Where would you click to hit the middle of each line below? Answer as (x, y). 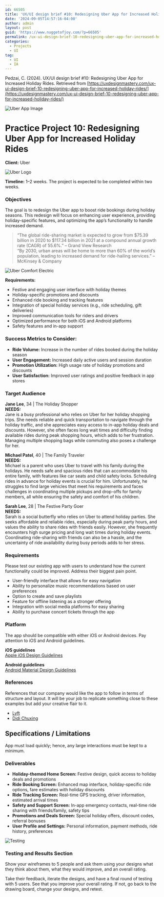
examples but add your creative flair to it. (46, 704)
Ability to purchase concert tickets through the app (63, 612)
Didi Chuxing (25, 718)
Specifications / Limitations (48, 734)
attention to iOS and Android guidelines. (45, 640)
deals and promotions (34, 779)
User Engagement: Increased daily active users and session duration (82, 360)
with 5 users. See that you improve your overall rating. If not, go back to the (81, 884)
